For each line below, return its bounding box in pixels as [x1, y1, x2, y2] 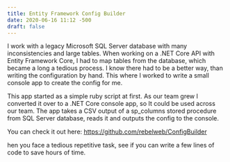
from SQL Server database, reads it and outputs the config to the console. [7, 114, 219, 123]
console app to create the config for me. [7, 79, 123, 87]
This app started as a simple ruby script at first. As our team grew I [7, 92, 199, 100]
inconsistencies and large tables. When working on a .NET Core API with [7, 49, 215, 57]
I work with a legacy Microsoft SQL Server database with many [7, 42, 188, 51]
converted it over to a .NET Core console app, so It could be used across [7, 100, 215, 108]
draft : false [7, 23, 45, 30]
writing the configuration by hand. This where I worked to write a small [7, 71, 210, 80]
